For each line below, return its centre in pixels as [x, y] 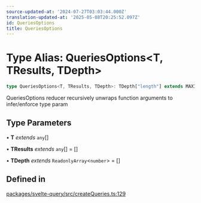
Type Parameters [39, 123]
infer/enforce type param [37, 104]
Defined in [26, 179]
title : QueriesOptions [34, 28]
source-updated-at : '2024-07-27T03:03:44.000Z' [67, 12]
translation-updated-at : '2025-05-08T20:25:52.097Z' [73, 17]
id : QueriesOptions [31, 23]
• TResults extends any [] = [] [42, 149]
